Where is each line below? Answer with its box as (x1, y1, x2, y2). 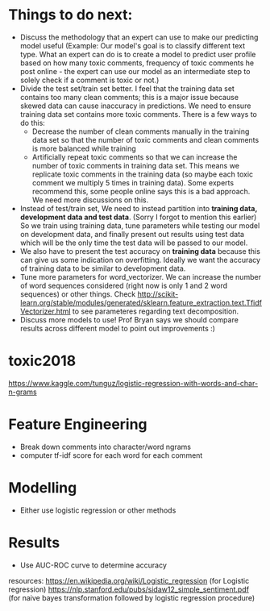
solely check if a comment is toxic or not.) (19, 75, 160, 85)
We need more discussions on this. (31, 195, 149, 205)
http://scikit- (137, 289, 179, 299)
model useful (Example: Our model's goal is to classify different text (19, 40, 246, 50)
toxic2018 (8, 352, 77, 370)
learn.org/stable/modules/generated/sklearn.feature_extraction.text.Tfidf (19, 297, 262, 307)
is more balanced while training (31, 143, 137, 153)
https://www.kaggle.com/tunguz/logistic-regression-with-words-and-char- (8, 378, 259, 388)
